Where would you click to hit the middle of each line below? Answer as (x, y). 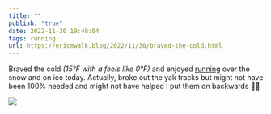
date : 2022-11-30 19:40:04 (54, 31)
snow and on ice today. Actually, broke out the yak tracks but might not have (136, 78)
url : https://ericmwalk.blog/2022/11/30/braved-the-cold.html (115, 46)
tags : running (32, 38)
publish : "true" (36, 23)
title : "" (25, 16)
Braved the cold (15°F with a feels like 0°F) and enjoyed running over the (129, 69)
